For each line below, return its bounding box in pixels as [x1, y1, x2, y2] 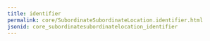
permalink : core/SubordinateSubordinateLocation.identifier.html [7, 17, 203, 24]
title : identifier [7, 10, 61, 17]
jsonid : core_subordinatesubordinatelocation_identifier [7, 23, 178, 30]
